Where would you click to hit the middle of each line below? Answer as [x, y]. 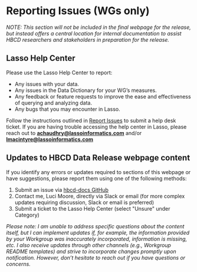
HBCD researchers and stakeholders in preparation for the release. [88, 40]
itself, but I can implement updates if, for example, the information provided [98, 232]
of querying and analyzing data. [53, 103]
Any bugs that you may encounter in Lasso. [68, 109]
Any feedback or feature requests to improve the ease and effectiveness [103, 96]
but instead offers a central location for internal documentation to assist [94, 33]
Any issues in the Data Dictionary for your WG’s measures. [86, 90]
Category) [27, 215]
